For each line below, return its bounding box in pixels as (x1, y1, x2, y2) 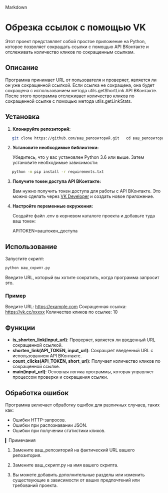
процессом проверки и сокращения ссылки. (12, 374, 108, 380)
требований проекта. (12, 482, 58, 488)
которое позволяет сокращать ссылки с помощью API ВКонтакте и (5, 44, 149, 50)
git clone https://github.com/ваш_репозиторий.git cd (11, 135, 131, 141)
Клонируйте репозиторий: (12, 126, 71, 132)
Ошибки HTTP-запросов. (12, 417, 66, 423)
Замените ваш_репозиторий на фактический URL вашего (12, 447, 135, 453)
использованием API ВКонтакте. (12, 353, 82, 359)
